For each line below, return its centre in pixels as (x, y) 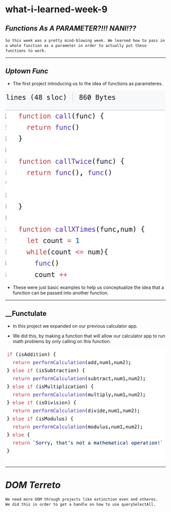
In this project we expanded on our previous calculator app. (75, 326)
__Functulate (26, 314)
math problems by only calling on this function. (62, 341)
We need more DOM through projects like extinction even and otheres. (82, 499)
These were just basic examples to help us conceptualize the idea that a (88, 287)
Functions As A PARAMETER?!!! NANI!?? (71, 28)
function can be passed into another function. (61, 292)
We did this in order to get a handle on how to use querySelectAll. (81, 504)
